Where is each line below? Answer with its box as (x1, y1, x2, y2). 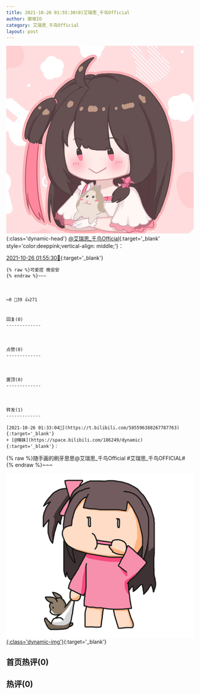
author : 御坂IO (6, 15, 42, 22)
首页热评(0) (6, 657, 49, 667)
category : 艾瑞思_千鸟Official (6, 22, 79, 28)
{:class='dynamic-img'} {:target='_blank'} (6, 638, 107, 646)
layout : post (6, 29, 39, 35)
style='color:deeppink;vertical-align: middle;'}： (6, 242, 124, 250)
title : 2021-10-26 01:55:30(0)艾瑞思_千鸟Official (6, 10, 130, 15)
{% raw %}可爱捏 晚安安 (6, 267, 60, 273)
